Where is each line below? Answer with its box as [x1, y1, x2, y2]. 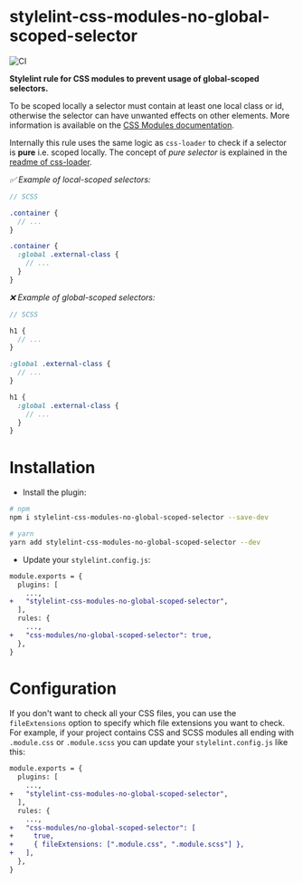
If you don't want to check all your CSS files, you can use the [9, 708, 237, 719]
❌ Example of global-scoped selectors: [9, 292, 156, 303]
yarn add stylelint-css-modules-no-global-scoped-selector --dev [9, 538, 260, 547]
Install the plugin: [22, 487, 87, 498]
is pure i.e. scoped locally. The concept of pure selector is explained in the [9, 147, 288, 158]
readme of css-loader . [9, 156, 92, 167]
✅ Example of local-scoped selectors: [9, 174, 151, 185]
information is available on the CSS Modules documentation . [9, 120, 235, 131]
